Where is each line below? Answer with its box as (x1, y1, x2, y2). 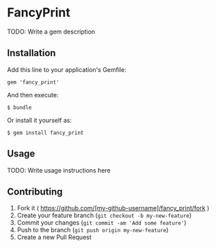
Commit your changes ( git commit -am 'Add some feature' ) (16, 219, 187, 227)
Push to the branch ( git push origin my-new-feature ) (16, 226, 169, 234)
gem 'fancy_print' (7, 79, 59, 86)
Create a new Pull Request (16, 233, 92, 241)
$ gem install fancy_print (7, 129, 84, 136)
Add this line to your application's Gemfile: (7, 65, 126, 73)
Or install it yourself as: (7, 116, 72, 124)
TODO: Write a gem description (7, 27, 96, 36)
